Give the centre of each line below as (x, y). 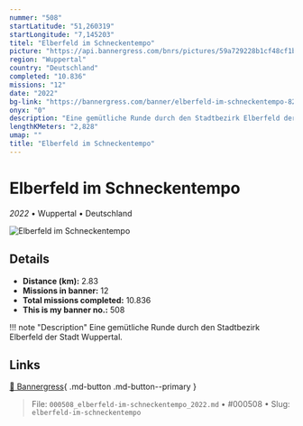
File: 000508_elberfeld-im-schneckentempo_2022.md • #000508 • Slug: (161, 404)
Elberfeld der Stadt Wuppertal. (66, 337)
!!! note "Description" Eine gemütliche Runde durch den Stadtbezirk (135, 327)
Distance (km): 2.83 (60, 281)
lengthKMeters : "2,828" (54, 127)
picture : (26, 51)
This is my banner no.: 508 (73, 310)
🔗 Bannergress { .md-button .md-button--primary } (103, 387)
